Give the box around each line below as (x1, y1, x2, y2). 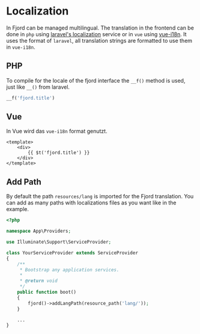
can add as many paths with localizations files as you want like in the (6, 199, 177, 206)
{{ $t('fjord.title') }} (28, 150, 90, 156)
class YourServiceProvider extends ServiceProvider (6, 250, 138, 256)
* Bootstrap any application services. (19, 266, 120, 273)
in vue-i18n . (6, 43, 35, 51)
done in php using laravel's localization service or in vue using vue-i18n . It (6, 30, 187, 37)
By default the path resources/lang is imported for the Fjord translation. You (6, 193, 194, 200)
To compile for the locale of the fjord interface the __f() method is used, (6, 77, 186, 84)
